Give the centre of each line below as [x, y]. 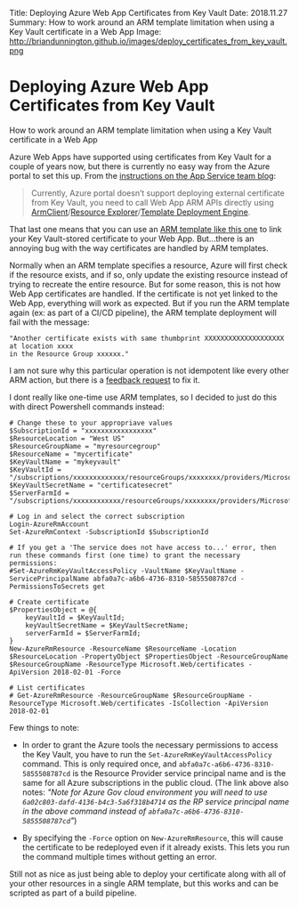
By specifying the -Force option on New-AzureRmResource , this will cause [153, 838]
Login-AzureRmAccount [49, 524]
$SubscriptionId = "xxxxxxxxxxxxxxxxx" [83, 431]
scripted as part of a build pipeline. [73, 893]
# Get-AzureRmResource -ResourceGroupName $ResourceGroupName [127, 695]
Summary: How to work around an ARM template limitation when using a [142, 22]
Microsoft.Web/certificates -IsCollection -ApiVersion [165, 703]
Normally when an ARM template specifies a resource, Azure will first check [148, 265]
